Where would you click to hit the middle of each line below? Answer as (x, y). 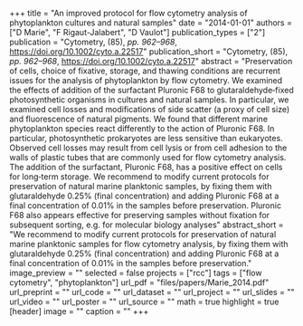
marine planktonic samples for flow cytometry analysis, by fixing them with (149, 244)
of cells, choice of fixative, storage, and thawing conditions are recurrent (145, 71)
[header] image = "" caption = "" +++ (79, 311)
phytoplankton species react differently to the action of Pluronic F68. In (142, 129)
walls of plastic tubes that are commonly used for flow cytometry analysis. (148, 157)
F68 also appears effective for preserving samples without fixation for (139, 215)
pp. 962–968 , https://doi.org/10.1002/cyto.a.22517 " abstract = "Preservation (151, 61)
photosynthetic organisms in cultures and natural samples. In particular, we (149, 100)
